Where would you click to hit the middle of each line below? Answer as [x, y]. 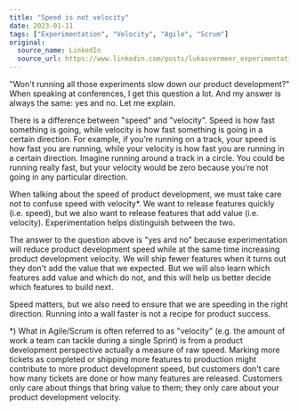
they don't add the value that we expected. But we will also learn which [140, 268]
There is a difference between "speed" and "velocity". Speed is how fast [142, 120]
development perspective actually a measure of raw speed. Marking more [145, 350]
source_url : [40, 59]
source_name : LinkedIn [59, 51]
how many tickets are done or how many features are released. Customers [146, 378]
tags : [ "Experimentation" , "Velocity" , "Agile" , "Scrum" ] [119, 34]
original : [28, 42]
